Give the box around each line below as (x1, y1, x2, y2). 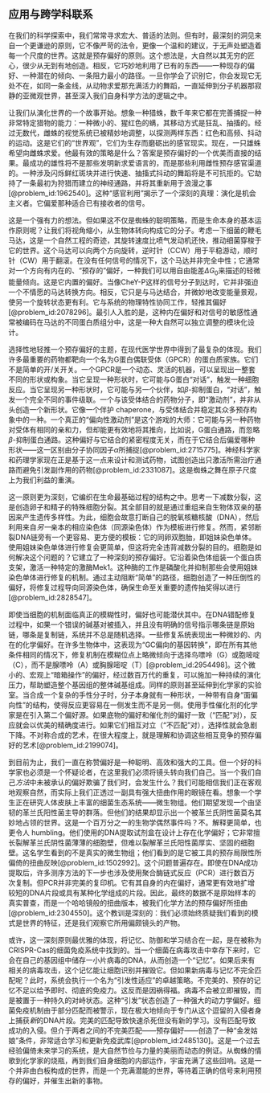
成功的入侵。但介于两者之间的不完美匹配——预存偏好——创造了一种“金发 (8, 1025, 252, 1035)
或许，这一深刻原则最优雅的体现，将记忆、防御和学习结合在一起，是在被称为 (8, 935, 262, 944)
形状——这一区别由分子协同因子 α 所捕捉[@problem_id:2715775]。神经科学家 (8, 444, 261, 454)
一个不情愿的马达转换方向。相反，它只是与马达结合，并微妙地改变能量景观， (8, 287, 262, 297)
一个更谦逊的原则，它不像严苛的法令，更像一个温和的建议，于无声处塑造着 (14, 40, 262, 50)
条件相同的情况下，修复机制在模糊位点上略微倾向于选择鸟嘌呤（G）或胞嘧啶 (8, 649, 260, 659)
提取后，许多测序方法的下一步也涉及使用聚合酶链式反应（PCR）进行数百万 (8, 867, 256, 878)
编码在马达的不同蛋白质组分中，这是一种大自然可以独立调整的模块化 (22, 317, 247, 327)
